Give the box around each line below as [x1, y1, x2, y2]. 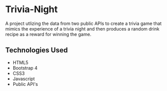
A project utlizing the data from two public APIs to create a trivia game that [5, 20, 162, 26]
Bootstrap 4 [12, 65, 38, 71]
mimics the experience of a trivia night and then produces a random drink [5, 25, 159, 32]
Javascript [12, 75, 35, 82]
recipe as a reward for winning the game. [5, 31, 92, 37]
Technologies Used [5, 46, 68, 54]
